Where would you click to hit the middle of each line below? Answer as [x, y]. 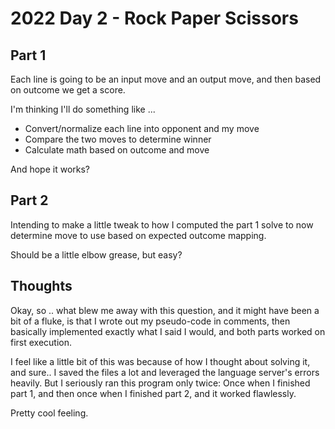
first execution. [41, 342]
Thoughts [41, 286]
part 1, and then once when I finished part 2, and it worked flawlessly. [153, 393]
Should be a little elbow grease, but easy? [96, 254]
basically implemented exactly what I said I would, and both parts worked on [168, 331]
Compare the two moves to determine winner [118, 139]
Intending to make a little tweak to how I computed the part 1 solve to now [162, 224]
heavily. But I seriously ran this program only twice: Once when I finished [160, 383]
